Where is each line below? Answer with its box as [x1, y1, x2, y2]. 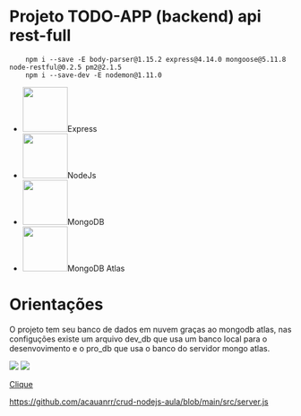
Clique [9, 378, 34, 389]
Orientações [9, 294, 104, 315]
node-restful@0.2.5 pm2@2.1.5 [9, 63, 123, 72]
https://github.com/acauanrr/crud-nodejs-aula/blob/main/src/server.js [9, 396, 269, 407]
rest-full [9, 25, 72, 46]
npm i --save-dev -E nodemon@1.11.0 [25, 70, 163, 80]
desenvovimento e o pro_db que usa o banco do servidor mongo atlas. [9, 342, 271, 353]
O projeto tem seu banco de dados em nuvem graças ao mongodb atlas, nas [9, 324, 292, 334]
